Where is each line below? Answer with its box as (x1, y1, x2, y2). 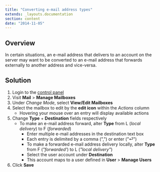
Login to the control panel (12, 89, 64, 95)
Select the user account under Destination (26, 151, 113, 157)
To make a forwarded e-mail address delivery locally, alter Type (26, 141, 155, 147)
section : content (5, 16, 40, 21)
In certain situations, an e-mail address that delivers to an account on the (5, 52, 152, 58)
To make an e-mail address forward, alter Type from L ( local (19, 120, 141, 126)
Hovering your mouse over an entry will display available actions (19, 110, 149, 116)
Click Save (12, 162, 34, 168)
